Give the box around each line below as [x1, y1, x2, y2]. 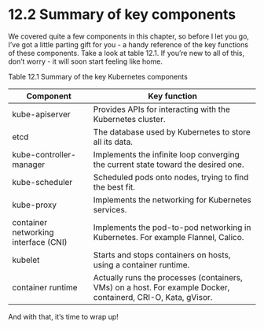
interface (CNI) [12, 236, 68, 247]
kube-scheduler [12, 176, 73, 187]
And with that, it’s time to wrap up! [8, 312, 119, 321]
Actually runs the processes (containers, [93, 272, 244, 283]
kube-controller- [12, 149, 76, 160]
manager [12, 159, 46, 170]
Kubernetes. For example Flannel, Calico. [93, 231, 244, 242]
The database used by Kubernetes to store [93, 126, 251, 137]
